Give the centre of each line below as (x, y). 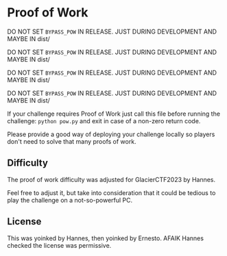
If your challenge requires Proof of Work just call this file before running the (114, 114)
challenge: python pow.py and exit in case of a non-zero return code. (104, 120)
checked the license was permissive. (59, 245)
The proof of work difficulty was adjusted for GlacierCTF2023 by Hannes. (111, 179)
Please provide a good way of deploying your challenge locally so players (111, 134)
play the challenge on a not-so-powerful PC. (70, 200)
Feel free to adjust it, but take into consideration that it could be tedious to (111, 192)
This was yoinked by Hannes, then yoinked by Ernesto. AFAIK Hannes (106, 238)
